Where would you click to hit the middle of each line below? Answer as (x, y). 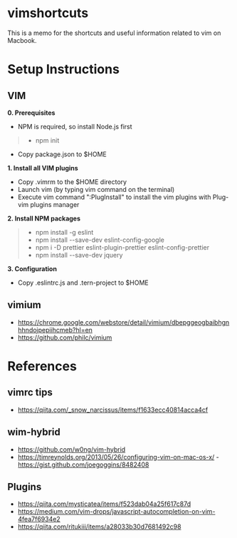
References (42, 366)
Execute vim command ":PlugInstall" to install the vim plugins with (114, 197)
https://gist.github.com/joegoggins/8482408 (83, 465)
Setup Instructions (63, 70)
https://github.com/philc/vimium (65, 337)
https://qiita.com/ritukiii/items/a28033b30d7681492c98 (99, 527)
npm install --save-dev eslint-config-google (100, 240)
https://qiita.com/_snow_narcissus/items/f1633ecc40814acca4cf (113, 410)
